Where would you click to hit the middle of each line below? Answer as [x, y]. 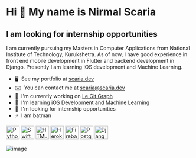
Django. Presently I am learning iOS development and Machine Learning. [94, 67]
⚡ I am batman [33, 115]
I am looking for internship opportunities [82, 34]
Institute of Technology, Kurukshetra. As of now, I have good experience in [97, 54]
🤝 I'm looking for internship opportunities [65, 109]
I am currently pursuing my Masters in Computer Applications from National [98, 48]
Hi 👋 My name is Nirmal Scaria [81, 12]
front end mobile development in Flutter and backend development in [90, 61]
